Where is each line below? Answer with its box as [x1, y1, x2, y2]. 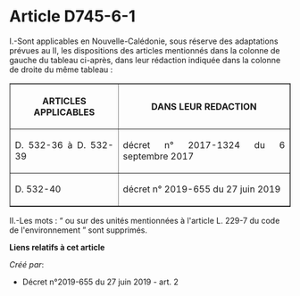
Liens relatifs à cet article [9, 242, 105, 252]
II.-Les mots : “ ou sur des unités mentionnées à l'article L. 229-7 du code [9, 215, 280, 226]
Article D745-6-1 [9, 6, 136, 27]
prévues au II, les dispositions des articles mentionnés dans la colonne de [9, 45, 280, 55]
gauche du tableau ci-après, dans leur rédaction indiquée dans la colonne [9, 54, 281, 65]
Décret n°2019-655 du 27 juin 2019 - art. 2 [21, 276, 179, 287]
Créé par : [9, 259, 45, 269]
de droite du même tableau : [9, 64, 113, 75]
